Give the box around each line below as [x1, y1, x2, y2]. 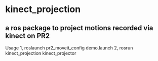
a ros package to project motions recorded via [5, 24, 153, 32]
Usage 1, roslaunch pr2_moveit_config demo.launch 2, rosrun [5, 45, 133, 51]
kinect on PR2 [5, 31, 50, 40]
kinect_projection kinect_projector [5, 50, 76, 56]
